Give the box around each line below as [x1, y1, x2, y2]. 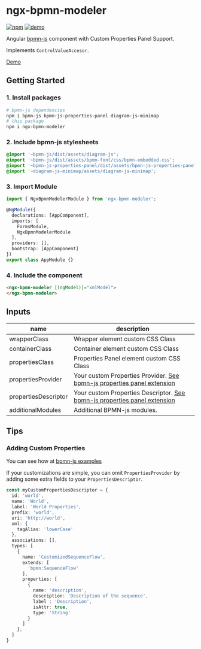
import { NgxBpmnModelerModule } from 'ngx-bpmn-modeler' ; [6, 196, 157, 202]
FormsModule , [17, 223, 50, 229]
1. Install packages [6, 93, 61, 102]
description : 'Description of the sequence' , [32, 593, 148, 599]
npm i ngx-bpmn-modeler [6, 124, 66, 130]
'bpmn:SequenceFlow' [28, 565, 79, 571]
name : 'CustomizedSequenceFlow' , [22, 554, 106, 560]
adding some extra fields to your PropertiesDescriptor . [6, 475, 143, 483]
